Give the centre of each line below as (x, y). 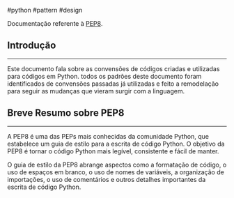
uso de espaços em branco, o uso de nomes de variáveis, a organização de (116, 172)
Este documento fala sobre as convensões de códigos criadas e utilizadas (114, 68)
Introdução (32, 46)
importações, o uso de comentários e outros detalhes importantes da (107, 179)
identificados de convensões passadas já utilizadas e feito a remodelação (113, 84)
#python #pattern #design (45, 10)
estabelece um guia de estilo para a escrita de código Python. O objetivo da (116, 144)
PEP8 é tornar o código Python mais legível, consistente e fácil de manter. (113, 151)
